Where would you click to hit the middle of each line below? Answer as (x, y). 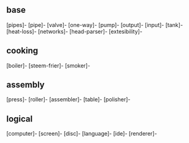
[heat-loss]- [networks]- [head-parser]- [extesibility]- (75, 31)
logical (19, 119)
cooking (22, 51)
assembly (25, 85)
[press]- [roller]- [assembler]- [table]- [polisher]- (68, 99)
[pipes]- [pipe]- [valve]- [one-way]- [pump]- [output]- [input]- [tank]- (94, 25)
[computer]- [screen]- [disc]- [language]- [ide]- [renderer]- (82, 134)
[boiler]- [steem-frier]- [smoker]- (48, 65)
